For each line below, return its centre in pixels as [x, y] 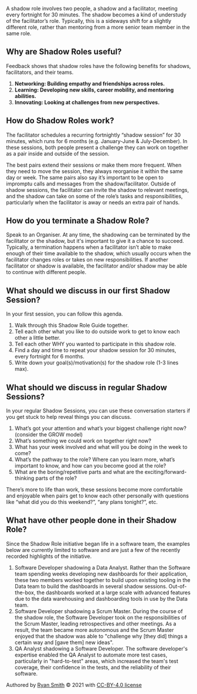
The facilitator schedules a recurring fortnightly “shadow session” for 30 [94, 135]
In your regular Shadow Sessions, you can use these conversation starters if [98, 411]
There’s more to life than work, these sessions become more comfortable [94, 490]
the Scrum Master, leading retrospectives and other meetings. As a [95, 624]
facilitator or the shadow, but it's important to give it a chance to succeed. [95, 241]
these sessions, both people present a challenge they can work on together [97, 147]
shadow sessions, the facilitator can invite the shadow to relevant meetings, [98, 189]
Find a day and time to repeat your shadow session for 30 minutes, [95, 350]
